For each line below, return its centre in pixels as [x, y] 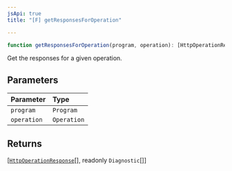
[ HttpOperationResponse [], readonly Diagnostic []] [77, 160]
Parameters [33, 80]
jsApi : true [24, 13]
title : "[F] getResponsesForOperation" [65, 20]
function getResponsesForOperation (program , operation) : [91, 45]
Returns [25, 144]
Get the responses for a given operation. [65, 58]
